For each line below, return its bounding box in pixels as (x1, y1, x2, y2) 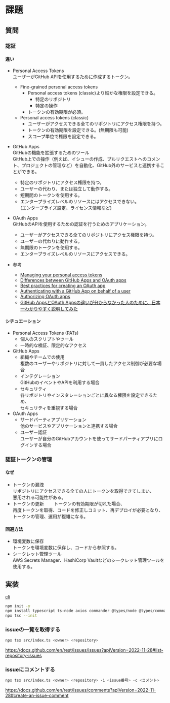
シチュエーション (5, 318, 41, 325)
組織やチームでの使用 (20, 354, 65, 360)
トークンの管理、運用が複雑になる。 (12, 514, 89, 520)
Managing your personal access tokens (20, 272, 103, 278)
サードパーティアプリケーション (20, 417, 87, 423)
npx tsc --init (5, 613, 37, 618)
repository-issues (5, 652, 42, 658)
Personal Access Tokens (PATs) (12, 330, 79, 336)
